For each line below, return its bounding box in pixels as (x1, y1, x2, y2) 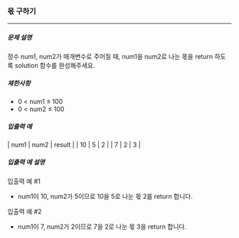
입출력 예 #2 (7, 207, 42, 216)
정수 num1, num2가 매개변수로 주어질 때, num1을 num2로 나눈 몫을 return (7, 52, 213, 61)
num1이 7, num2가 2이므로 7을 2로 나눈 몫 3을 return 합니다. (17, 222, 187, 231)
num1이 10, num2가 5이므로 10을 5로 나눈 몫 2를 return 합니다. (17, 192, 193, 201)
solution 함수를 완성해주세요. (14, 61, 95, 70)
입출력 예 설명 (7, 157, 45, 166)
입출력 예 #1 (7, 177, 41, 186)
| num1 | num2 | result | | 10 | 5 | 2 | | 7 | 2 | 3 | (7, 140, 141, 149)
